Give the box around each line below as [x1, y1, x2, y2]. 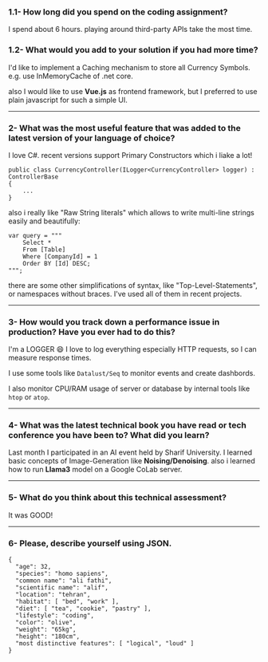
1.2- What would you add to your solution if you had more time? [8, 45, 258, 56]
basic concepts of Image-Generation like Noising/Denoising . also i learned [8, 456, 255, 466]
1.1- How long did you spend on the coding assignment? [8, 6, 228, 18]
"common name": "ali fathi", [15, 577, 112, 585]
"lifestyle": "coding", [15, 612, 94, 620]
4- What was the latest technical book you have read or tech [8, 420, 247, 431]
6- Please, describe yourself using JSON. [8, 538, 172, 549]
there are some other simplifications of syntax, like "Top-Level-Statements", [8, 280, 258, 290]
